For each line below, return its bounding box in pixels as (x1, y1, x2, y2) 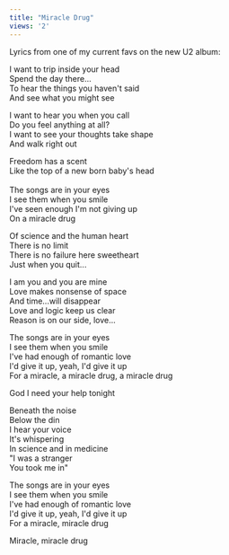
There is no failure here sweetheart (9, 249, 139, 260)
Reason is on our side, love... (9, 314, 117, 325)
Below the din (9, 414, 60, 425)
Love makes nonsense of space (9, 286, 128, 296)
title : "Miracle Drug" (9, 13, 94, 22)
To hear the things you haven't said (9, 83, 140, 93)
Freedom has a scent (9, 155, 88, 166)
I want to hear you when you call (9, 110, 130, 120)
